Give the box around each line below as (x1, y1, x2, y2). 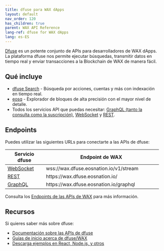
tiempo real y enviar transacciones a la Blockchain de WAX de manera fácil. (5, 58, 157, 64)
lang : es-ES (5, 35, 29, 40)
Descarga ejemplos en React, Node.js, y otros (12, 241, 104, 247)
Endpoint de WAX (80, 153, 123, 160)
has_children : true (5, 21, 45, 26)
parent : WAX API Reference (5, 25, 60, 30)
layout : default (5, 12, 38, 17)
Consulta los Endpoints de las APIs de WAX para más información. (5, 193, 139, 199)
